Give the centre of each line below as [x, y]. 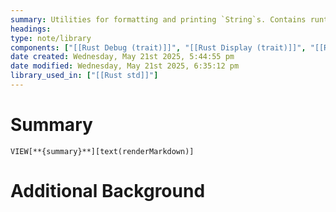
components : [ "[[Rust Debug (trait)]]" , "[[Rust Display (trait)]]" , [158, 47]
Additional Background [108, 191]
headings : [31, 29]
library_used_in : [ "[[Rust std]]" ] [84, 76]
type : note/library [51, 38]
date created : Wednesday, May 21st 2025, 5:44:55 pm [122, 57]
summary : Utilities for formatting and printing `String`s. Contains [158, 19]
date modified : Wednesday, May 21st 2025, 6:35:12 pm [125, 66]
